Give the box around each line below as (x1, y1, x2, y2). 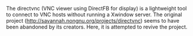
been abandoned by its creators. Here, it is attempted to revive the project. (6, 23, 188, 30)
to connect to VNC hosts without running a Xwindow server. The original (6, 11, 182, 18)
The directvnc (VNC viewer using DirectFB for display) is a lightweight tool (6, 5, 187, 12)
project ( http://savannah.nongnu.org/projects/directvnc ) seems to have (6, 17, 180, 24)
